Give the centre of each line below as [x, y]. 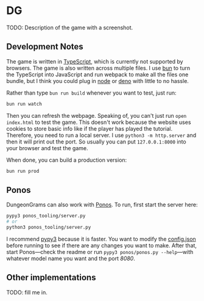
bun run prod [23, 171]
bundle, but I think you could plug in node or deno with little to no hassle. [97, 81]
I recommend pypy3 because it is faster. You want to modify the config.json [101, 239]
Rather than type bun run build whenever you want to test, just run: [91, 93]
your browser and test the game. [47, 148]
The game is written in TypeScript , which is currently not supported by [95, 61]
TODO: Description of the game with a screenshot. [70, 27]
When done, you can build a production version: [67, 160]
